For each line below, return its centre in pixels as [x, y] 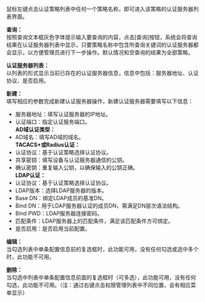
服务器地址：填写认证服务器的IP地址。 [63, 114]
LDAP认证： [30, 175]
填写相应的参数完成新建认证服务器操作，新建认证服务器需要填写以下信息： [100, 101]
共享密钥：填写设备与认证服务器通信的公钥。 [71, 160]
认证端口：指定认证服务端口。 [52, 122]
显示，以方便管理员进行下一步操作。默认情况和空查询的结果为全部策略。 [102, 52]
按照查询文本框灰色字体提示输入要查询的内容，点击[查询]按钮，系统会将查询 [102, 37]
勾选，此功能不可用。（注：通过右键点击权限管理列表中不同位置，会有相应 [99, 285]
